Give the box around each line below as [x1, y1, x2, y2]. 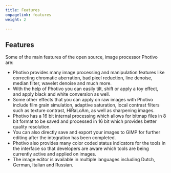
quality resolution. [12, 124, 51, 130]
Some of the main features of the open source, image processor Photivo [5, 54, 158, 60]
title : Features [5, 7, 40, 13]
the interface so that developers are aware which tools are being [12, 145, 149, 152]
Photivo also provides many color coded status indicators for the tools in [12, 140, 166, 146]
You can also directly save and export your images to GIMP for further [12, 129, 161, 136]
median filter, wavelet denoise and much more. [12, 80, 112, 86]
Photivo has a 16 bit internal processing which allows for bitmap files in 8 [12, 113, 166, 119]
